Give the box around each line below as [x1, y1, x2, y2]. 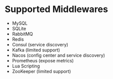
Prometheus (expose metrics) [12, 57, 74, 63]
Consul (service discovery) [12, 41, 69, 47]
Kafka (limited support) [12, 47, 60, 53]
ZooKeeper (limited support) [12, 68, 71, 74]
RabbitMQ [12, 31, 33, 37]
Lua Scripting [12, 63, 40, 69]
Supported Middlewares [5, 4, 108, 15]
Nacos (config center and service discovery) [12, 52, 105, 58]
